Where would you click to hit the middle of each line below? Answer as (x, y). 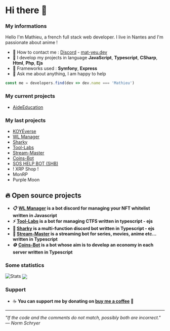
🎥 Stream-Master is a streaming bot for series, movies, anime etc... (84, 234)
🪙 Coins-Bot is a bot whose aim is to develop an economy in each (83, 244)
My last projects (26, 120)
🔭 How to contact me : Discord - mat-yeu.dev (60, 52)
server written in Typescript (42, 252)
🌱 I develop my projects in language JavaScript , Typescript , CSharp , (85, 58)
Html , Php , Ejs (28, 63)
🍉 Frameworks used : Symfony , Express (55, 68)
